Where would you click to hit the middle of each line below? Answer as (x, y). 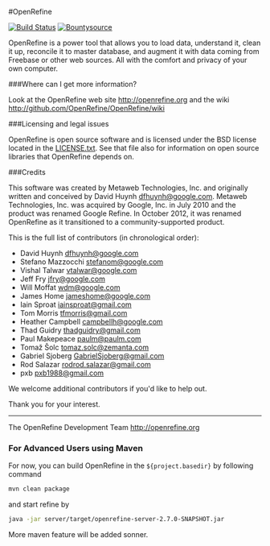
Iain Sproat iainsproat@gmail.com (76, 304)
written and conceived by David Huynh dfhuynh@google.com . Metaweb (128, 196)
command (25, 474)
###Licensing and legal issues (59, 124)
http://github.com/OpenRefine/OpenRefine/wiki (86, 108)
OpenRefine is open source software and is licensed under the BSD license (133, 139)
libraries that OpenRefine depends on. (71, 157)
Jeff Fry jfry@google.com (63, 279)
